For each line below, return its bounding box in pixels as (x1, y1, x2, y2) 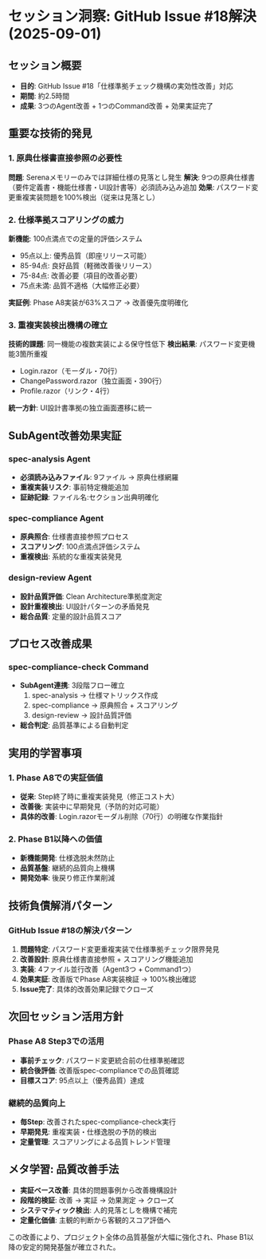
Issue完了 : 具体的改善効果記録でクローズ (19, 984, 154, 994)
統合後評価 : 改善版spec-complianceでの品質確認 (19, 1065, 179, 1075)
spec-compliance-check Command (8, 661, 149, 672)
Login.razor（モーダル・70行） (19, 366, 122, 376)
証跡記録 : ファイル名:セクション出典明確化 (19, 492, 159, 501)
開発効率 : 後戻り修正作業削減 (19, 873, 115, 883)
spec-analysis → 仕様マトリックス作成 (31, 691, 158, 700)
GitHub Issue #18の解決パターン (8, 924, 133, 936)
